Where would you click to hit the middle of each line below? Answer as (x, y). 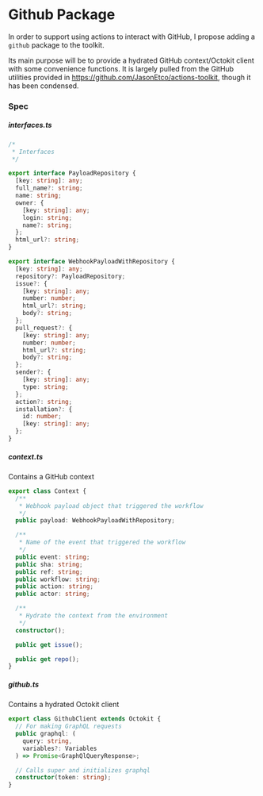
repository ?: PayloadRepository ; (71, 276)
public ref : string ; (49, 572)
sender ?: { (33, 372)
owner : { (30, 203)
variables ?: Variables (60, 748)
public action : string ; (54, 586)
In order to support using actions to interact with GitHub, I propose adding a (132, 37)
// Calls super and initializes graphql (83, 770)
